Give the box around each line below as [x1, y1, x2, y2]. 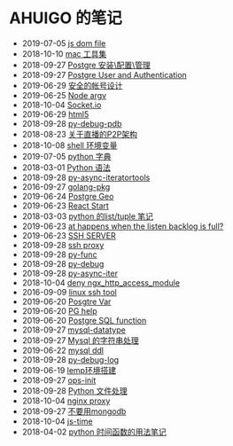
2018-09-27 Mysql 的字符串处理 [21, 334, 139, 346]
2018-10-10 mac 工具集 [21, 48, 107, 59]
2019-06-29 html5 [21, 108, 89, 120]
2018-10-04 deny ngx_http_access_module [21, 277, 180, 288]
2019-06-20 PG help [21, 305, 97, 316]
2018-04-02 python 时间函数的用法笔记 [21, 426, 167, 437]
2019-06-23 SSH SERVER [21, 230, 117, 240]
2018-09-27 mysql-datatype [21, 325, 126, 335]
